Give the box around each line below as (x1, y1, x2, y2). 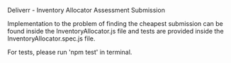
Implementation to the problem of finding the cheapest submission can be (7, 20, 223, 27)
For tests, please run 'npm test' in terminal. (7, 48, 133, 56)
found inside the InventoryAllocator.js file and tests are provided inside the (7, 27, 225, 35)
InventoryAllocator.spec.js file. (7, 34, 96, 43)
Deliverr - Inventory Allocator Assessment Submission (7, 6, 165, 14)
